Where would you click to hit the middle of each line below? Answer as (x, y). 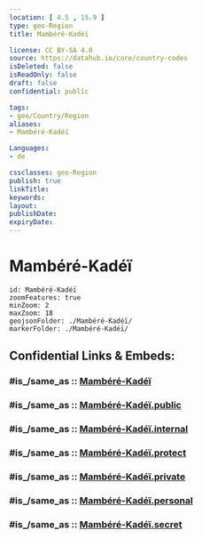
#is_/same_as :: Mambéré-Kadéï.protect (98, 453)
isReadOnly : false (43, 75)
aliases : (25, 124)
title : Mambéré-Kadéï (49, 34)
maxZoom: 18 (31, 313)
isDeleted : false (41, 67)
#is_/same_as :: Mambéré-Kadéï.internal (99, 430)
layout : (23, 205)
